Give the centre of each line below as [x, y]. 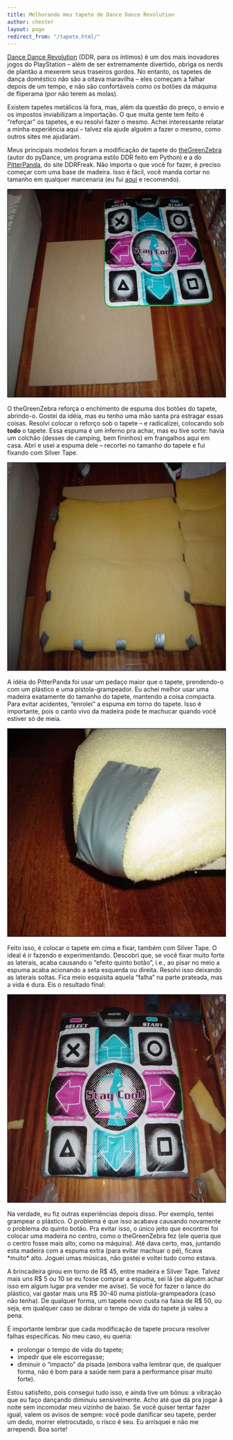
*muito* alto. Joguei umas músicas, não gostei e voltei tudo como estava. [112, 1258]
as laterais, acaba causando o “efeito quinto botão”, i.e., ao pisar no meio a [113, 963]
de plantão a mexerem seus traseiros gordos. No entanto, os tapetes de [109, 72]
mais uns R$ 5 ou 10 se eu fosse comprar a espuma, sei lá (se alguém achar [115, 1279]
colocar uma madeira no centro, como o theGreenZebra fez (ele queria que [114, 1236]
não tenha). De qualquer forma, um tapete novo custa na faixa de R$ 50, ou [115, 1301]
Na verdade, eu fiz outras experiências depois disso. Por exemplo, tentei [111, 1214]
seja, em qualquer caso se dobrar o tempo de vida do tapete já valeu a [108, 1309]
